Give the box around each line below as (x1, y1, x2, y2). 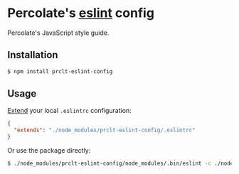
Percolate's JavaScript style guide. (7, 28, 110, 37)
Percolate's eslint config (7, 5, 155, 21)
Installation (7, 49, 58, 61)
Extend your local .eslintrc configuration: (7, 107, 132, 115)
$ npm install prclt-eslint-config (7, 67, 113, 75)
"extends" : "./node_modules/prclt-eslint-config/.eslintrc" (14, 126, 196, 134)
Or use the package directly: (7, 146, 91, 155)
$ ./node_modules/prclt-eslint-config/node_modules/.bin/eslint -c (7, 160, 212, 168)
